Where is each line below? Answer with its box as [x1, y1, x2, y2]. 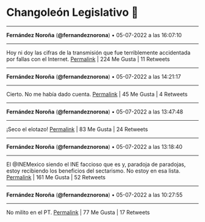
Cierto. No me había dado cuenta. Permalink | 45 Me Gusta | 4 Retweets [6, 90, 188, 98]
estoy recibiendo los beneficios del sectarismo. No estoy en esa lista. [6, 167, 181, 174]
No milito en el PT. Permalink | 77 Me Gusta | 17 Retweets [6, 209, 150, 216]
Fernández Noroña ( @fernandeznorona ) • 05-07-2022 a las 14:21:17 [6, 73, 181, 80]
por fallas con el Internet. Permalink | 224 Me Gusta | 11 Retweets [6, 55, 170, 63]
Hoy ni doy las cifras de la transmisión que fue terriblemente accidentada [6, 49, 191, 56]
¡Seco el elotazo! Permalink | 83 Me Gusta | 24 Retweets [6, 125, 148, 133]
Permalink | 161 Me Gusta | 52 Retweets [6, 173, 106, 181]
